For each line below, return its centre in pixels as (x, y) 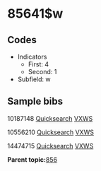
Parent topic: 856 (32, 159)
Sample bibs (35, 101)
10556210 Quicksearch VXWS (50, 132)
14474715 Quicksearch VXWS (50, 146)
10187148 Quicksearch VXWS (50, 118)
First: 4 (38, 64)
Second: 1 (42, 72)
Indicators (32, 57)
